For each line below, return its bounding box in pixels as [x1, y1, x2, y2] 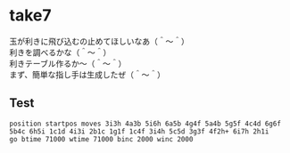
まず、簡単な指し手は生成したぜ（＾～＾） [9, 68, 166, 80]
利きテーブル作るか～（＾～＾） [9, 58, 127, 68]
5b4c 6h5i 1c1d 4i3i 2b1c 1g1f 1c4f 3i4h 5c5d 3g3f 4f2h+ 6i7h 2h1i [9, 126, 269, 136]
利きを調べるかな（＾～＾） [9, 46, 112, 58]
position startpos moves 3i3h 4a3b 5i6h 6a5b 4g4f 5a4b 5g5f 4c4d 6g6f [9, 119, 281, 128]
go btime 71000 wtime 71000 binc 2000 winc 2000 [9, 134, 194, 143]
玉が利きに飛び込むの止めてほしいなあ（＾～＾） [9, 36, 189, 46]
